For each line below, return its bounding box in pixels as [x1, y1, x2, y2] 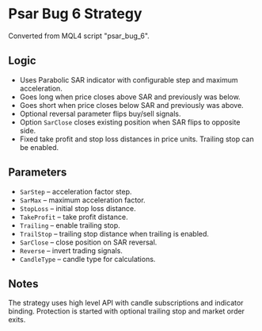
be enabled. [19, 142, 59, 152]
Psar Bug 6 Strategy [8, 5, 142, 23]
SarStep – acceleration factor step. [19, 187, 132, 196]
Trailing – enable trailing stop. [19, 220, 120, 230]
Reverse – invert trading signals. [19, 245, 123, 255]
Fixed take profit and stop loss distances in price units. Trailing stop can [19, 134, 255, 144]
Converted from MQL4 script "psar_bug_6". [8, 31, 150, 40]
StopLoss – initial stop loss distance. [19, 203, 136, 213]
